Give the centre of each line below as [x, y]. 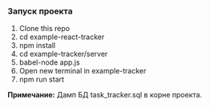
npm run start [42, 79]
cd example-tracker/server [63, 54]
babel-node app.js [50, 62]
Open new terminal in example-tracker [83, 71]
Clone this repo [44, 29]
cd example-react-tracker [62, 37]
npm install [37, 46]
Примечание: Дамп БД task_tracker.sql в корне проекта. [105, 95]
